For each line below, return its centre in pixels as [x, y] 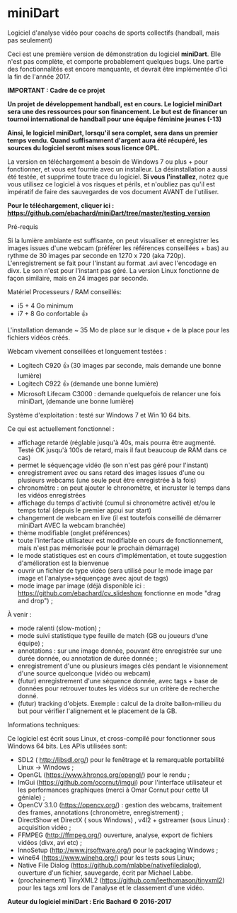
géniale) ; [31, 797]
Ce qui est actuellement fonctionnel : [61, 429]
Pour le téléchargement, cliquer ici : [61, 205]
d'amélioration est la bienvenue [63, 563]
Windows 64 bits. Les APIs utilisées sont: [67, 746]
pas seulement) [30, 40]
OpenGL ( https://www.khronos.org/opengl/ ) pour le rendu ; [104, 775]
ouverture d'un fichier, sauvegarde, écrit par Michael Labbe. [105, 873]
